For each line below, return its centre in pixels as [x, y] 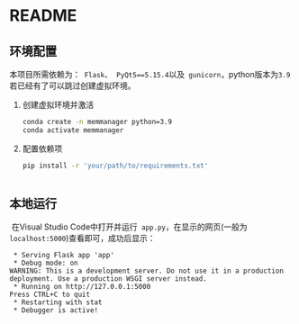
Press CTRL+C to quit [50, 295]
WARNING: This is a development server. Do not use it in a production [146, 271]
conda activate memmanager [73, 130]
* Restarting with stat [58, 302]
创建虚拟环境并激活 [58, 105]
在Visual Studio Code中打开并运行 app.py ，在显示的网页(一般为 [129, 227]
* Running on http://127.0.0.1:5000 [82, 287]
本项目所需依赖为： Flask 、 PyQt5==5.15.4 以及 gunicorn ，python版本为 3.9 [150, 74]
